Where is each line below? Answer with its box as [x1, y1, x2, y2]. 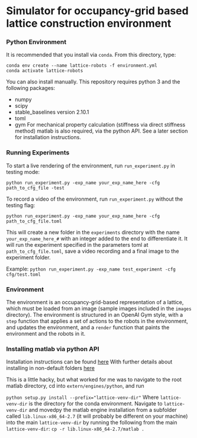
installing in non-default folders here [6, 365, 95, 372]
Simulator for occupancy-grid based [6, 4, 189, 18]
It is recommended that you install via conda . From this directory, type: [6, 51, 176, 59]
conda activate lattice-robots [6, 68, 83, 74]
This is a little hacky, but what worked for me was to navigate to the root [6, 376, 182, 383]
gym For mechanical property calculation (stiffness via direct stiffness [14, 121, 186, 128]
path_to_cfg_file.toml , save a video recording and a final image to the [6, 247, 179, 255]
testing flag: [6, 201, 35, 208]
